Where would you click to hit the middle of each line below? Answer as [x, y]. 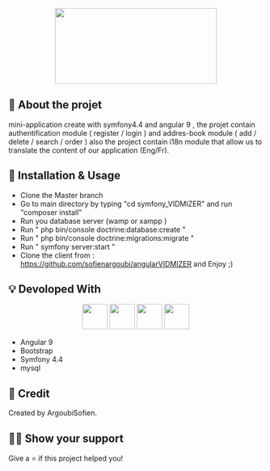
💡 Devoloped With [55, 290]
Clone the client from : [57, 255]
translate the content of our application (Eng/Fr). [89, 150]
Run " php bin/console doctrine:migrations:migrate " [107, 238]
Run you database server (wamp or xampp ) [93, 221]
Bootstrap [36, 351]
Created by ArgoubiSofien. [53, 413]
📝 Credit [29, 393]
